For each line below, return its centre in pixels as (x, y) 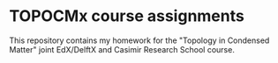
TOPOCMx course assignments (127, 16)
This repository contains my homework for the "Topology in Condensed (139, 40)
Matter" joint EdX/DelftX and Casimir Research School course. (122, 49)
